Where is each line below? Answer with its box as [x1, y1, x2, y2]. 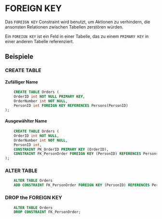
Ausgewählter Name [5, 118, 47, 124]
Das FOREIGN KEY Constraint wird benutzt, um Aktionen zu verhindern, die [5, 19, 150, 25]
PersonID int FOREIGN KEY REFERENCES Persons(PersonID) [13, 103, 129, 108]
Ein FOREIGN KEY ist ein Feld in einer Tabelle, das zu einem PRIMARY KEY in [5, 33, 149, 39]
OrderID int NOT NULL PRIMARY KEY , [13, 94, 85, 99]
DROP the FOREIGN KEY [5, 194, 63, 201]
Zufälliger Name [5, 79, 38, 85]
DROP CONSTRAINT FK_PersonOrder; [13, 210, 81, 215]
